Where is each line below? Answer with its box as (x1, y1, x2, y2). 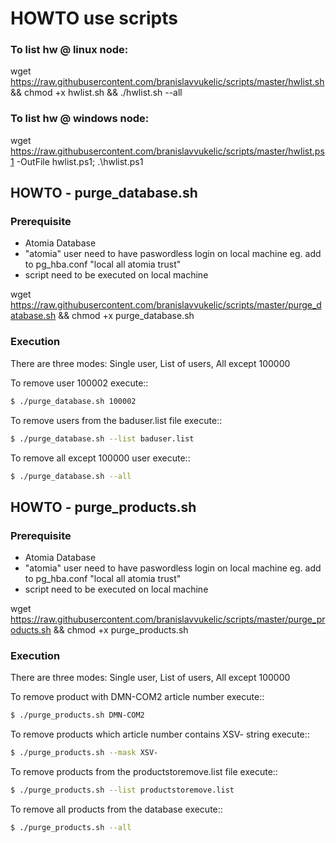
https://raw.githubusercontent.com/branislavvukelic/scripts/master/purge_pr (10, 613, 326, 626)
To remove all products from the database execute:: (10, 803, 223, 815)
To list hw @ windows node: (10, 112, 150, 126)
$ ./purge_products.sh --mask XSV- (10, 748, 159, 758)
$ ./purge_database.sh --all (10, 471, 132, 481)
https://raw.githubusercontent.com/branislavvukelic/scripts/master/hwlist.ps (10, 145, 325, 157)
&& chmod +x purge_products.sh (53, 624, 189, 636)
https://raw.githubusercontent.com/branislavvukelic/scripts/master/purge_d (10, 299, 322, 311)
